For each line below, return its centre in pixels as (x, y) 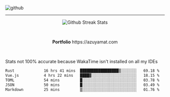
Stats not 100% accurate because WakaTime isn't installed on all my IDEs (81, 61)
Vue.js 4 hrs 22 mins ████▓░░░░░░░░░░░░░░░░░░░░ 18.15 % (82, 75)
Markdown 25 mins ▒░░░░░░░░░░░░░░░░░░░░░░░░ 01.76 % (82, 89)
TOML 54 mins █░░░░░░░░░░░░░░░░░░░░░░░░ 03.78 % (82, 80)
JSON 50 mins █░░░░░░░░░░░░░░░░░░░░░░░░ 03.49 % (82, 85)
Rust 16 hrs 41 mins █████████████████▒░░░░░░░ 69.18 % (82, 71)
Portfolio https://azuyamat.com (85, 42)
